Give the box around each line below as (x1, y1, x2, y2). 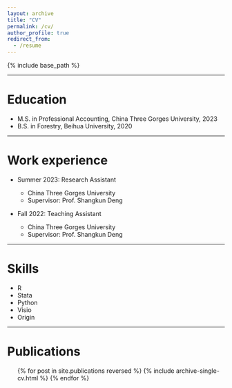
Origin (17, 313, 35, 321)
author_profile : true (7, 29, 70, 37)
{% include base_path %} (7, 61, 80, 69)
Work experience (7, 153, 108, 168)
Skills (7, 261, 39, 277)
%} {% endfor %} (39, 374, 90, 382)
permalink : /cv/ (7, 23, 54, 30)
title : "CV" (7, 17, 41, 23)
